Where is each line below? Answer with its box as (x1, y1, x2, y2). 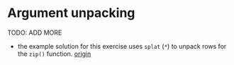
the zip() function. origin (17, 49, 91, 58)
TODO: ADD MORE (7, 28, 62, 37)
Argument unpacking (7, 5, 135, 21)
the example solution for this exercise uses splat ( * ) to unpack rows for (17, 42, 227, 50)
